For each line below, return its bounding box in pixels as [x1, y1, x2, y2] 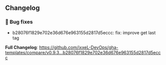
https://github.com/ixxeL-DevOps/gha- [39, 44, 119, 50]
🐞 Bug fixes [5, 19, 33, 25]
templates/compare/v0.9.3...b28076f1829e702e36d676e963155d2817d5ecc [5, 49, 161, 55]
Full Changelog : [5, 44, 38, 50]
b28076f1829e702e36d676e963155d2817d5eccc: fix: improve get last [12, 29, 156, 36]
